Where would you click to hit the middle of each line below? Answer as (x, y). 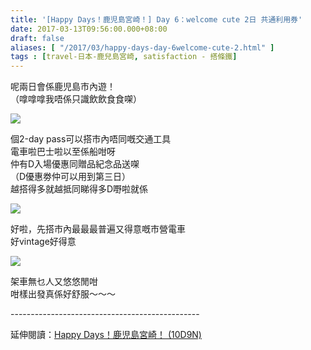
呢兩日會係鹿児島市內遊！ (63, 87)
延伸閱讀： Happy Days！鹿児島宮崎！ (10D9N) (106, 335)
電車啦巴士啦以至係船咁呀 (63, 152)
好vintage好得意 (43, 242)
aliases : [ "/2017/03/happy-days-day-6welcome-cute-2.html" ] (142, 47)
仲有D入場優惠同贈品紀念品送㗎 (75, 164)
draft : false (37, 38)
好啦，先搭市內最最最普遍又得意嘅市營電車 (98, 229)
